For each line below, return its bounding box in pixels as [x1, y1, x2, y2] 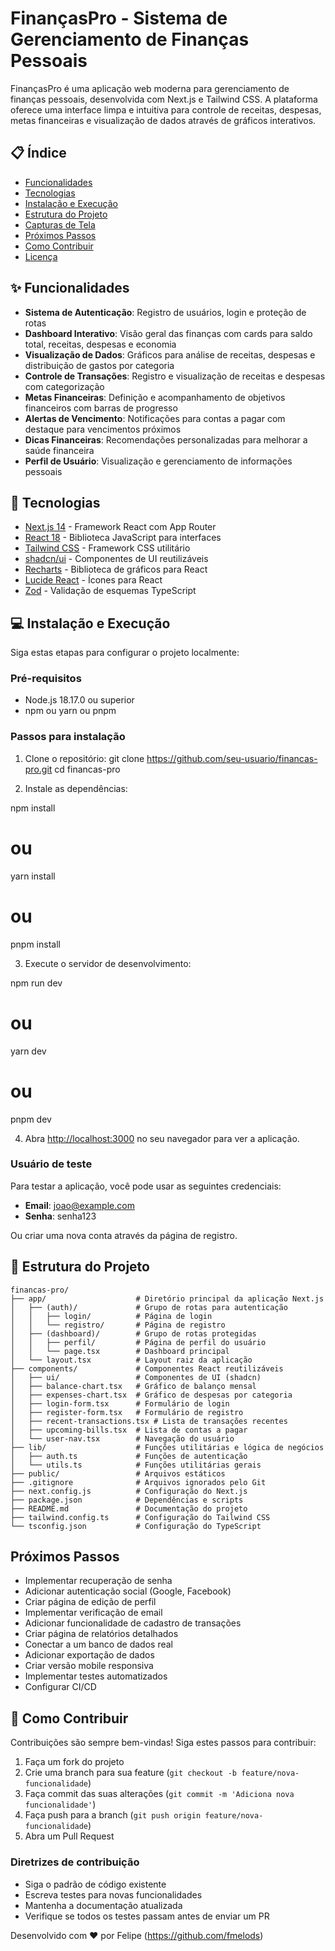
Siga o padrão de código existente [24, 1878, 167, 1890]
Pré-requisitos [10, 672, 82, 686]
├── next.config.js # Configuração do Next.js [10, 1486, 248, 1496]
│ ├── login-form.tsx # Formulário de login [10, 1398, 230, 1409]
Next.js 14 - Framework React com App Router [24, 521, 217, 533]
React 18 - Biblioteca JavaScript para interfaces [24, 532, 222, 544]
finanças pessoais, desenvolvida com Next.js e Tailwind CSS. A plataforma [10, 93, 318, 105]
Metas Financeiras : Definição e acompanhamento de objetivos [24, 391, 286, 403]
